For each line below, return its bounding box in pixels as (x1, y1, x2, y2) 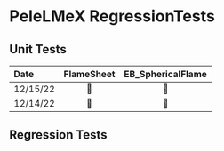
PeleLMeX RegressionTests (9, 6, 215, 27)
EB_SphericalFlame (124, 68, 207, 80)
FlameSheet (63, 68, 116, 80)
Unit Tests (9, 42, 67, 57)
